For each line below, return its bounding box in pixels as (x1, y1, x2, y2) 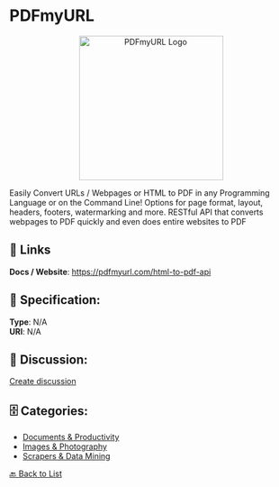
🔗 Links (9, 243, 51, 258)
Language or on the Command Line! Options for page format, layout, (9, 197, 264, 207)
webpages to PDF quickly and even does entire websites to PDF (9, 216, 247, 226)
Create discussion (9, 376, 76, 387)
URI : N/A (9, 326, 42, 336)
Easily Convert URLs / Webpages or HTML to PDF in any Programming (9, 187, 270, 198)
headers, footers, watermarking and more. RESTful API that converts (9, 207, 264, 217)
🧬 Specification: (9, 292, 101, 308)
